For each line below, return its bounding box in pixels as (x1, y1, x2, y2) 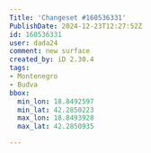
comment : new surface (9, 47, 91, 56)
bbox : (9, 88, 30, 97)
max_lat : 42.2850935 (17, 122, 94, 131)
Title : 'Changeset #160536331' (9, 13, 127, 22)
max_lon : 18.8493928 (17, 113, 94, 122)
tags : (9, 64, 30, 73)
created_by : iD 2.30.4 (9, 55, 94, 64)
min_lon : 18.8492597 (17, 96, 94, 106)
